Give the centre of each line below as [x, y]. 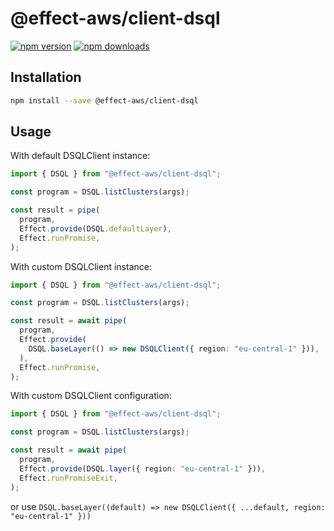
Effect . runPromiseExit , [68, 478]
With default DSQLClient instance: [80, 156]
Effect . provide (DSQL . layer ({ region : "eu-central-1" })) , [143, 468]
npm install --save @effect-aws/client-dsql [104, 100]
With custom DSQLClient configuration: [91, 396]
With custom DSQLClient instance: [81, 266]
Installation [46, 77]
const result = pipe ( [55, 210]
